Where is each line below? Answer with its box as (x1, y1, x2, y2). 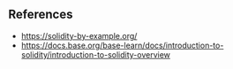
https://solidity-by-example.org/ (20, 30, 138, 41)
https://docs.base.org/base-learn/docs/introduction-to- (20, 40, 224, 50)
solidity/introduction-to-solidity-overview (20, 49, 171, 60)
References (8, 7, 73, 22)
